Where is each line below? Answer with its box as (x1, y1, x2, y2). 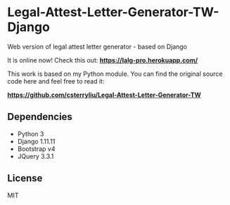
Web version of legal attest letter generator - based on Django (7, 42, 188, 51)
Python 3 (17, 129, 44, 138)
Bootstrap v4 (17, 145, 56, 153)
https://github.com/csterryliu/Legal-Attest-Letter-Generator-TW (7, 91, 202, 99)
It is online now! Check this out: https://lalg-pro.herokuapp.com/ (7, 55, 198, 64)
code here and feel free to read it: (7, 77, 105, 85)
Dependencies (7, 111, 72, 123)
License (7, 173, 43, 185)
